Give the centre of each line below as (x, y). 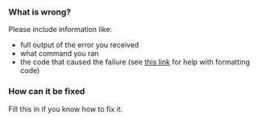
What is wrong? (40, 12)
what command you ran (59, 54)
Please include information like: (60, 30)
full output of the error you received (79, 45)
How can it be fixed (47, 91)
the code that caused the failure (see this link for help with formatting (135, 62)
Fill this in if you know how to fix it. (66, 109)
